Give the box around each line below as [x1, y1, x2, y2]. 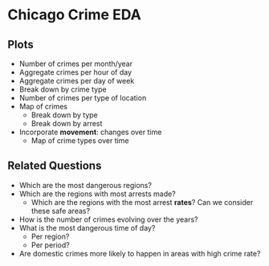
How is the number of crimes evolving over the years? [18, 215, 198, 224]
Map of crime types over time [31, 136, 129, 145]
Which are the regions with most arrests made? [18, 189, 176, 198]
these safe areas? [31, 206, 90, 215]
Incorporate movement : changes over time [18, 127, 162, 137]
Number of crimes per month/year [18, 59, 133, 68]
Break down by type [31, 110, 98, 120]
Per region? [31, 231, 70, 241]
